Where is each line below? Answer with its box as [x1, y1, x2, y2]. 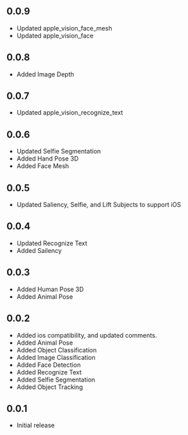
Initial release [16, 421, 55, 429]
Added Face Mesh [16, 162, 69, 170]
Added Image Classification [16, 353, 96, 361]
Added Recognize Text [16, 368, 82, 376]
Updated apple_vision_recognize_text [16, 108, 123, 117]
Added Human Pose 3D [16, 285, 84, 293]
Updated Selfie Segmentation [16, 147, 101, 156]
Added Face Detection [16, 361, 81, 369]
